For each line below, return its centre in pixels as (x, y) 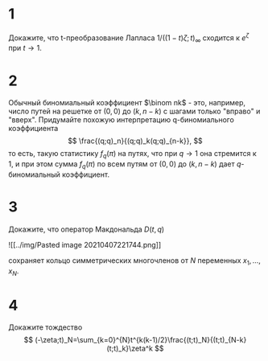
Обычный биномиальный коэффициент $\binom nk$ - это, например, (127, 103)
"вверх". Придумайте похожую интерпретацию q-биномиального (122, 120)
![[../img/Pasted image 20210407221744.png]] (85, 244)
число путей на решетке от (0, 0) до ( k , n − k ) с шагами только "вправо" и (134, 111)
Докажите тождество (45, 327)
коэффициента (33, 129)
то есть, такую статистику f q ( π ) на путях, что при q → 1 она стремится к (132, 155)
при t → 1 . (25, 48)
